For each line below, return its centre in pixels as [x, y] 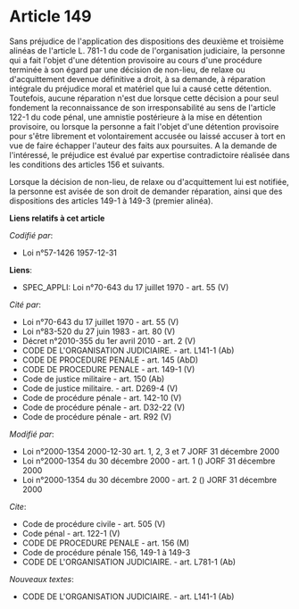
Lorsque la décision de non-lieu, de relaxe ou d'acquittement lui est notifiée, [149, 181]
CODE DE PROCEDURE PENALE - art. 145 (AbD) [110, 360]
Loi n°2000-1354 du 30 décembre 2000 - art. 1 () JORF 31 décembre [149, 461]
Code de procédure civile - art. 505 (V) [94, 523]
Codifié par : [31, 235]
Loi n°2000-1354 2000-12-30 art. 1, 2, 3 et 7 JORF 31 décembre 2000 [150, 451]
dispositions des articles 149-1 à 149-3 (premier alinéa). [112, 200]
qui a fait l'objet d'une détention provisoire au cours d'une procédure [136, 60]
